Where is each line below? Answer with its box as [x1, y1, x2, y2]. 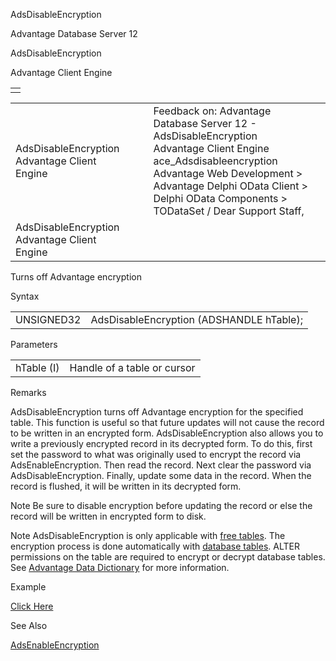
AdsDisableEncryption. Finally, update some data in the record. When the [10, 470, 312, 481]
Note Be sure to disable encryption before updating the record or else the [10, 500, 313, 511]
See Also [10, 620, 48, 631]
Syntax [10, 290, 40, 302]
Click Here [10, 600, 54, 612]
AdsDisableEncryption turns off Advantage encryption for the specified [10, 406, 304, 418]
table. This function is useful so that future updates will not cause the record [10, 417, 325, 428]
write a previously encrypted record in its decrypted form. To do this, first [10, 438, 313, 449]
